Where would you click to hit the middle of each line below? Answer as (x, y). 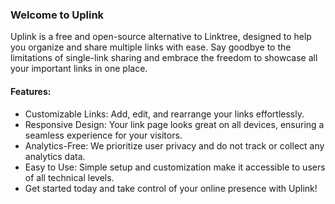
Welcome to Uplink (57, 15)
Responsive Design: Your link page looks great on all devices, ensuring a (174, 124)
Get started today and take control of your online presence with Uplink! (171, 188)
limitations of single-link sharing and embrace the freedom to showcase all (164, 58)
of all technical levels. (69, 177)
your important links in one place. (79, 69)
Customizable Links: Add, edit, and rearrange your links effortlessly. (164, 114)
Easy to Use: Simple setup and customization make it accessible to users (175, 167)
